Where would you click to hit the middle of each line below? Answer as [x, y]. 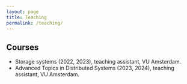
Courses [23, 47]
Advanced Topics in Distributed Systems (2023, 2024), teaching [94, 68]
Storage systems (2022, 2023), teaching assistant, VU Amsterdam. [98, 62]
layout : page [23, 12]
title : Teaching [26, 17]
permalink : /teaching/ [35, 23]
